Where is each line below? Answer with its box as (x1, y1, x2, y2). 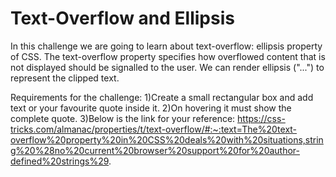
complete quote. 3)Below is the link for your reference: (10, 112, 236, 124)
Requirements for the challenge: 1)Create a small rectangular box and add (10, 91, 314, 103)
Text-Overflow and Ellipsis (10, 7, 235, 30)
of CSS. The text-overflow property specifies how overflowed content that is (10, 50, 326, 62)
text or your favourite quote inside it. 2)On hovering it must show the (10, 102, 292, 114)
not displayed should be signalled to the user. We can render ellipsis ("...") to (10, 61, 325, 73)
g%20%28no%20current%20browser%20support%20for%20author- (10, 144, 301, 156)
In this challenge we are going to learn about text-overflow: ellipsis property (10, 40, 323, 52)
